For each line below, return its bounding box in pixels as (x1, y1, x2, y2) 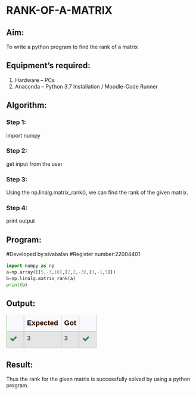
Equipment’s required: (6, 60, 91, 71)
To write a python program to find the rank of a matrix (6, 43, 138, 50)
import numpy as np (6, 263, 55, 269)
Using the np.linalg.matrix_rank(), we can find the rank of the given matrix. (6, 189, 189, 196)
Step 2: (6, 147, 28, 155)
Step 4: (6, 204, 28, 212)
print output (6, 217, 35, 224)
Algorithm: (6, 100, 47, 111)
